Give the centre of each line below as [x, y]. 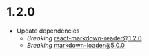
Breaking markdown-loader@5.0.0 [76, 45]
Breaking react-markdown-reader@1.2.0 [84, 38]
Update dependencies [48, 31]
